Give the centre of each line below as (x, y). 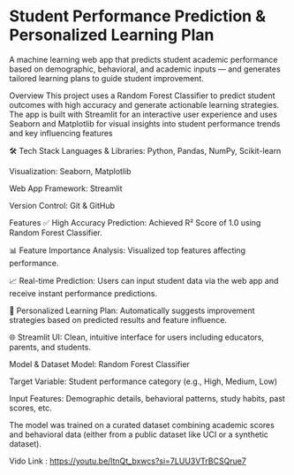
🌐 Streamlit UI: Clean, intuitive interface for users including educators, (137, 337)
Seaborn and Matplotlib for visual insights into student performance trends (145, 123)
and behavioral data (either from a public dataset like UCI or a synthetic (139, 434)
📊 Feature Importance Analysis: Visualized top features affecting (127, 250)
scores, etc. (30, 408)
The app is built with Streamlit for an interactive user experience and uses (143, 114)
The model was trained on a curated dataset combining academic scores (142, 425)
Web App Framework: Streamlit (66, 188)
